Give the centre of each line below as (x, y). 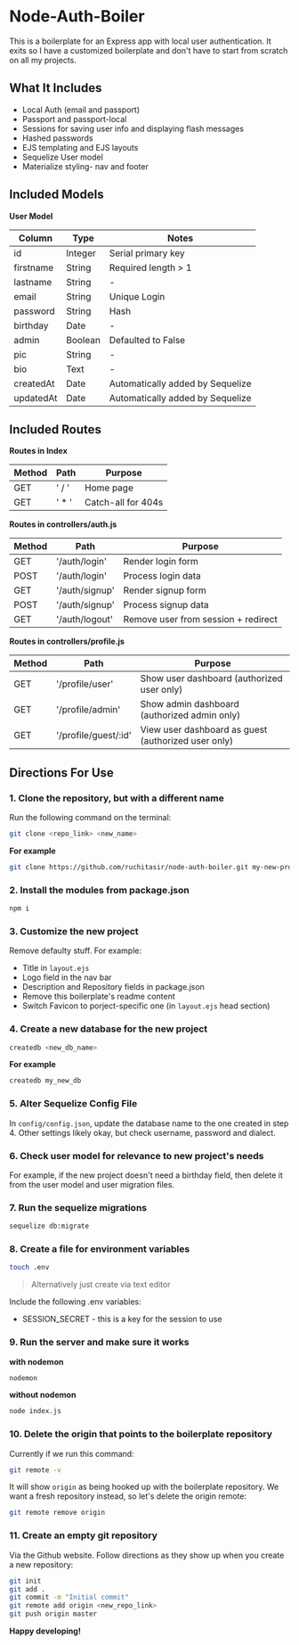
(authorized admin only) (190, 715)
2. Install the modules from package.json (99, 890)
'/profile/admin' (89, 710)
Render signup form (165, 590)
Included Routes (56, 429)
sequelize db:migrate (49, 1226)
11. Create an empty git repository (83, 1535)
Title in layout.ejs (56, 968)
